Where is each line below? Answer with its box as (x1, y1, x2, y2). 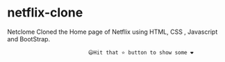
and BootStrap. (7, 34, 51, 43)
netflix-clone (7, 5, 83, 21)
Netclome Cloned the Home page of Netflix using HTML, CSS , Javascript (7, 28, 218, 36)
